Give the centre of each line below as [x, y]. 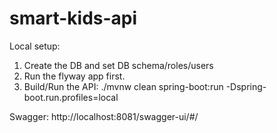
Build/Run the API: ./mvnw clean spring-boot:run [123, 86]
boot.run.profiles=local [71, 97]
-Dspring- [246, 86]
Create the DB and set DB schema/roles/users [118, 65]
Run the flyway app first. [74, 76]
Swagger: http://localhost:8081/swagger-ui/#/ [104, 116]
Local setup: [35, 46]
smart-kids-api [73, 18]
